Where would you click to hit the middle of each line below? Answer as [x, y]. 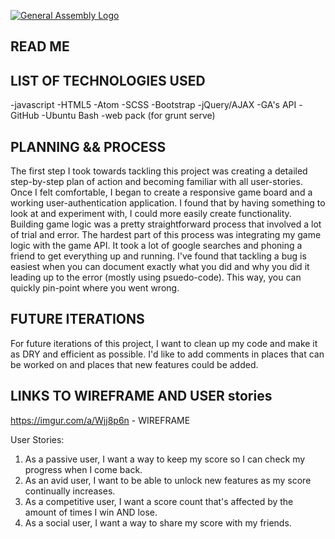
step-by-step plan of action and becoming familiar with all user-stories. [156, 182]
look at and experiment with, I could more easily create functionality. [151, 214]
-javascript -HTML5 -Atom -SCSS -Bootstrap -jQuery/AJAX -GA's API [153, 105]
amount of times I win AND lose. [91, 512]
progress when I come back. [83, 469]
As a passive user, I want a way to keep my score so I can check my [165, 459]
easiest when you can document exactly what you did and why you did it [160, 267]
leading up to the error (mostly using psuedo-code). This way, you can [156, 277]
